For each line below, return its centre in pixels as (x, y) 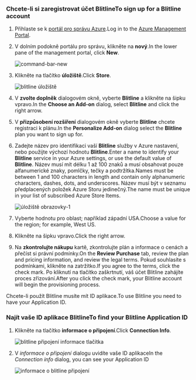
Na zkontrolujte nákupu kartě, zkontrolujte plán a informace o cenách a (101, 247)
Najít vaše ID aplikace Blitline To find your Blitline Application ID (97, 317)
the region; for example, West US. (55, 225)
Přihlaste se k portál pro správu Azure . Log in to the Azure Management (100, 29)
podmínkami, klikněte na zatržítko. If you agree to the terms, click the (97, 266)
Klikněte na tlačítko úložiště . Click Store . (63, 76)
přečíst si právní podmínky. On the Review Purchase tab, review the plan (102, 253)
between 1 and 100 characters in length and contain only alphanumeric (100, 177)
